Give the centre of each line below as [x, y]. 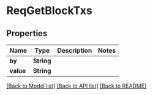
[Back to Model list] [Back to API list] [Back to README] [76, 86]
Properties [27, 33]
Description [75, 51]
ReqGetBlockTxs [50, 11]
